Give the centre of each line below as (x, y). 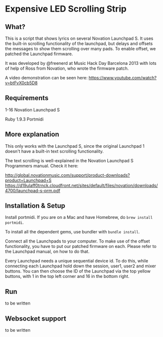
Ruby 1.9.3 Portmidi (24, 119)
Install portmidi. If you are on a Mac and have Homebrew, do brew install (79, 217)
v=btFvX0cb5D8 (21, 83)
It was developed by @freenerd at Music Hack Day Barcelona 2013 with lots (81, 63)
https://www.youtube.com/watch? (122, 78)
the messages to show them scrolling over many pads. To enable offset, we (81, 49)
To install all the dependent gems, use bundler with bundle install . (72, 232)
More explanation (32, 134)
